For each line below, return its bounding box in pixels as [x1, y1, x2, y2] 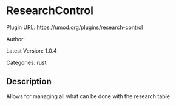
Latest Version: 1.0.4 [6, 47, 58, 55]
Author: [6, 35, 25, 42]
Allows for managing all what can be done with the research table [6, 92, 170, 100]
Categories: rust [6, 59, 47, 66]
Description [6, 76, 52, 87]
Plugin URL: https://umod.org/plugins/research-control [6, 24, 143, 31]
